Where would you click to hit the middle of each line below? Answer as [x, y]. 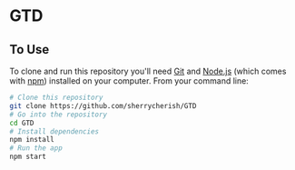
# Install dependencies [54, 131]
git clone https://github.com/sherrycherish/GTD [103, 105]
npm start [28, 157]
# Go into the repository [58, 115]
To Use [29, 50]
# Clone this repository [56, 97]
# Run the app [36, 148]
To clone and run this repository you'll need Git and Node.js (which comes [148, 71]
